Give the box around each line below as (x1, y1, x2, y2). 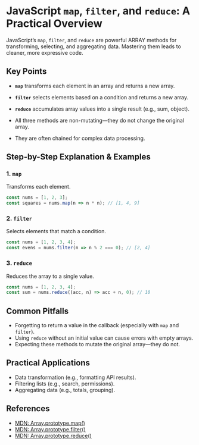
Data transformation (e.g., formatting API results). (14, 374, 136, 381)
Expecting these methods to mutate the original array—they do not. (14, 341, 181, 348)
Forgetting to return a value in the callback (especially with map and (14, 322, 179, 329)
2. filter (6, 214, 33, 223)
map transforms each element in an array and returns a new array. (14, 82, 175, 89)
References (6, 403, 50, 414)
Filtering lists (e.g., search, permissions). (14, 380, 115, 387)
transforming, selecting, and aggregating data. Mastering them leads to (6, 43, 182, 50)
